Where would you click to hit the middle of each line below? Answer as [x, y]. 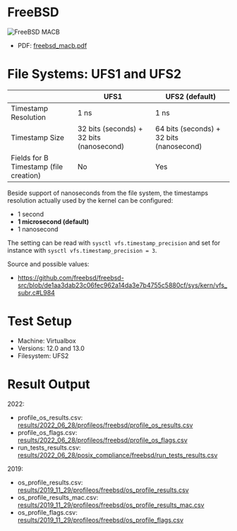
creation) [26, 175]
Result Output [49, 384]
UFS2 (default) [191, 96]
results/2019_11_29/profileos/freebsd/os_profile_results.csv [103, 490]
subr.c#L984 [36, 292]
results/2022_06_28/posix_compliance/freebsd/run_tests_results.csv [117, 455]
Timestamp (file [37, 167]
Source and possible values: [48, 264]
